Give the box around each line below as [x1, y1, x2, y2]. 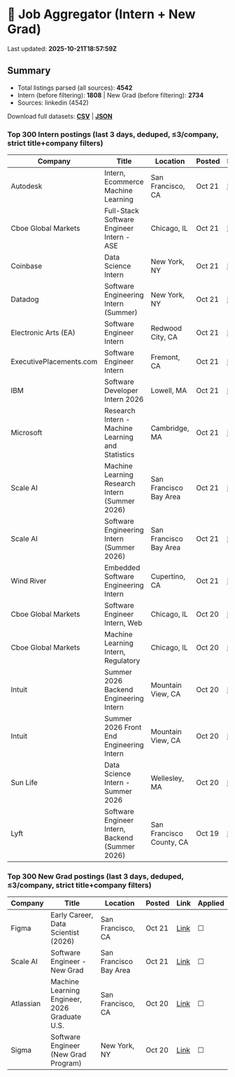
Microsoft [10, 428, 43, 438]
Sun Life [10, 778, 38, 788]
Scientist [50, 928, 79, 937]
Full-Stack [104, 206, 139, 216]
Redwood [150, 323, 183, 333]
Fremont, [150, 352, 180, 362]
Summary [7, 65, 51, 76]
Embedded [104, 563, 141, 573]
